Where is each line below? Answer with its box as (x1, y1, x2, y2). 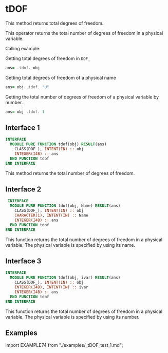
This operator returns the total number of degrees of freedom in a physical (5, 30, 163, 36)
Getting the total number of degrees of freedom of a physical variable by (5, 93, 159, 100)
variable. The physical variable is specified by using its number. (5, 313, 140, 320)
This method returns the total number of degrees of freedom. (5, 170, 135, 176)
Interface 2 (5, 185, 42, 194)
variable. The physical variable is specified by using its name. (5, 242, 136, 248)
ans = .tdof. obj (5, 65, 40, 70)
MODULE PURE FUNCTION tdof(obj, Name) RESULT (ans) (10, 203, 121, 208)
